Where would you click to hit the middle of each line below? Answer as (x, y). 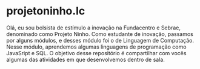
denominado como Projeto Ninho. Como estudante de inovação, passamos (100, 34)
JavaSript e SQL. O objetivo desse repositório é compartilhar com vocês (96, 53)
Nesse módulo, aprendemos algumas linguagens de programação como (96, 47)
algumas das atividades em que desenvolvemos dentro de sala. (85, 59)
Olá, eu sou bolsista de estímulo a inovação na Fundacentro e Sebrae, (93, 28)
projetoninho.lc (46, 11)
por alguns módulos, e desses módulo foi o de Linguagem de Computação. (100, 40)
